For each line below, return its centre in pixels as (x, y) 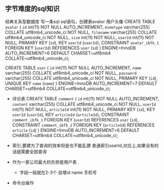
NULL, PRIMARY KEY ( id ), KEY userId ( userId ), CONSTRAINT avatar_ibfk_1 (82, 43)
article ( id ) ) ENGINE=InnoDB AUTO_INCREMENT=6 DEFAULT (76, 130)
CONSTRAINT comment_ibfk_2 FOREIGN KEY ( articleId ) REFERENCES (83, 125)
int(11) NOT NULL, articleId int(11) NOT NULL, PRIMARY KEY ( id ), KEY (84, 109)
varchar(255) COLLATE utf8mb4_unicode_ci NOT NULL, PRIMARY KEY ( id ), (81, 78)
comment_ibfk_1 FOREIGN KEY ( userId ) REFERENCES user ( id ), (75, 119)
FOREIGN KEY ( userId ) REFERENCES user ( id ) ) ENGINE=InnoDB (70, 47)
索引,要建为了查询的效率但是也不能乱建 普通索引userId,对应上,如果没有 (83, 145)
